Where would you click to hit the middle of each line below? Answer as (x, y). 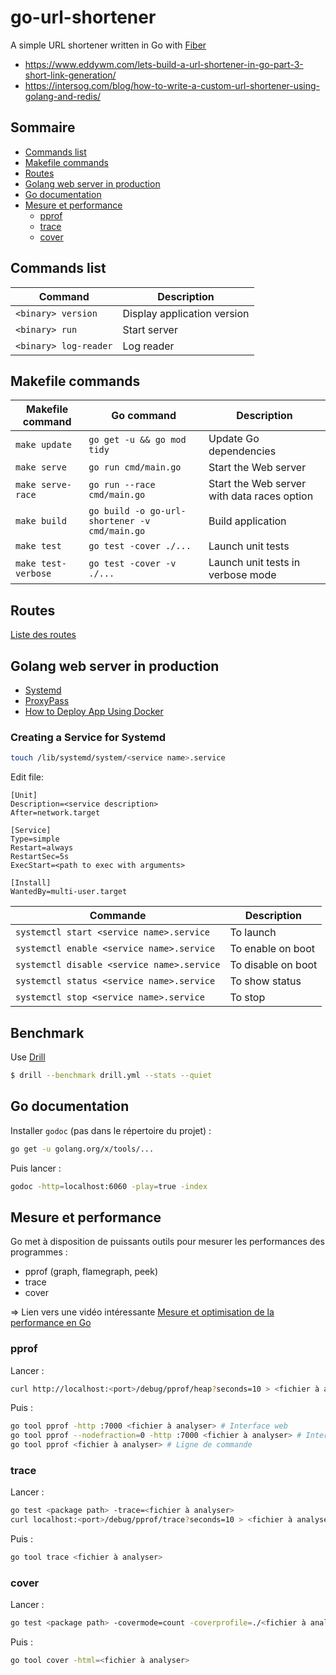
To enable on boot (272, 949)
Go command (144, 416)
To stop (247, 998)
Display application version (186, 313)
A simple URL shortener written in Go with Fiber (108, 45)
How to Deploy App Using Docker (94, 711)
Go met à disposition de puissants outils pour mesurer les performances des (167, 1242)
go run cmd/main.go (135, 467)
